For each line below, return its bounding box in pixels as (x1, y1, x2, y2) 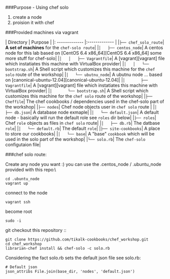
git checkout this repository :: (5, 227, 67, 233)
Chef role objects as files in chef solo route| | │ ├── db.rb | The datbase (5, 120, 160, 126)
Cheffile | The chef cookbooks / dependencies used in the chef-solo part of (5, 98, 164, 104)
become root (5, 208, 32, 215)
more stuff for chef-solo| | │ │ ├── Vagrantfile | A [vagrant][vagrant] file (5, 55, 165, 61)
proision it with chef (12, 20, 54, 25)
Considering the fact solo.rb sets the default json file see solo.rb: (5, 255, 141, 261)
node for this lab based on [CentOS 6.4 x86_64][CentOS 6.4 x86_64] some (5, 50, 162, 56)
